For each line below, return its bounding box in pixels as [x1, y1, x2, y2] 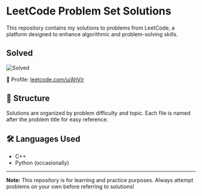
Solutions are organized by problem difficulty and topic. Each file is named [6, 109, 191, 116]
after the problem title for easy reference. [6, 116, 109, 123]
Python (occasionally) [14, 159, 69, 166]
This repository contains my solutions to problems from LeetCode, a [6, 24, 175, 31]
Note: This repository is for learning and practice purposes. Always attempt [6, 177, 194, 184]
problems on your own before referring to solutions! [6, 183, 135, 191]
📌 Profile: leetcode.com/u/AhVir [6, 75, 84, 83]
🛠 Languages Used [6, 134, 81, 144]
